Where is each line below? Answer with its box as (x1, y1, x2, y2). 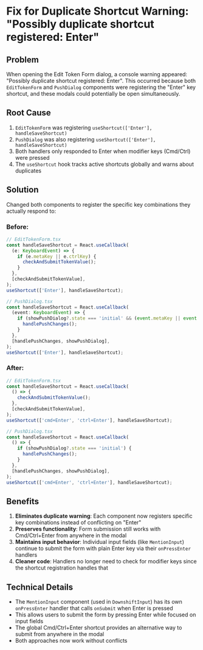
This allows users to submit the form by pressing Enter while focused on (15, 611, 196, 618)
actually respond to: (6, 207, 57, 215)
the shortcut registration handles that (15, 564, 108, 571)
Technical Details (6, 582, 74, 592)
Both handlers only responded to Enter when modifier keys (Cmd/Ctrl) (15, 148, 191, 155)
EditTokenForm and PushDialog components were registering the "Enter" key (6, 84, 196, 91)
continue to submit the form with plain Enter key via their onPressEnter (15, 545, 191, 552)
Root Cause (6, 108, 52, 118)
